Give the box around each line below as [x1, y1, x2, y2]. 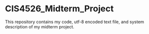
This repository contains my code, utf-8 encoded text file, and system [5, 19, 144, 25]
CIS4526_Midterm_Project [5, 3, 114, 14]
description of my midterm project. [5, 24, 74, 29]
